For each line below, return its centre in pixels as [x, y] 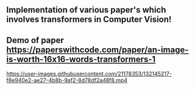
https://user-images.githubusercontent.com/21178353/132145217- [89, 74]
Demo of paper [35, 40]
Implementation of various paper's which [86, 10]
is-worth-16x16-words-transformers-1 [81, 59]
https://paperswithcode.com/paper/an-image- [97, 50]
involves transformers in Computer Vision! [89, 20]
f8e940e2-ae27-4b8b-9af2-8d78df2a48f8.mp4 [67, 80]
